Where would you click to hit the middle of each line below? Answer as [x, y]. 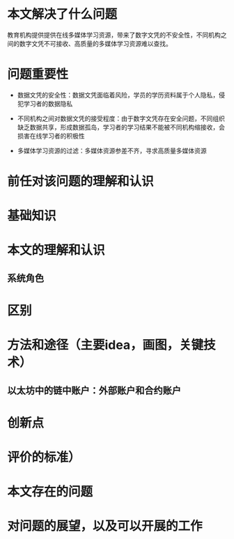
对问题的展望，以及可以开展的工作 [105, 526]
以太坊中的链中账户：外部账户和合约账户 [94, 390]
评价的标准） [44, 457]
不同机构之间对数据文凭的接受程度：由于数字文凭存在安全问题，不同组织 [121, 118]
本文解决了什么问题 [62, 14]
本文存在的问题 [50, 492]
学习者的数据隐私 [48, 103]
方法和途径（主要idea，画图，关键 [106, 345]
